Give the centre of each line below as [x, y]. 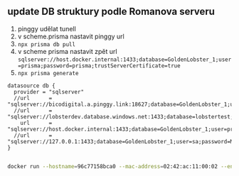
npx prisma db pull [47, 44]
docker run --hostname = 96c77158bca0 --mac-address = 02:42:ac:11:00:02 [113, 166]
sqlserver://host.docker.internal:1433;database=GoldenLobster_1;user [124, 60]
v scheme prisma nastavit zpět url [67, 51]
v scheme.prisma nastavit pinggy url [71, 36]
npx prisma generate [48, 73]
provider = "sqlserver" [49, 92]
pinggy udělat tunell [47, 28]
